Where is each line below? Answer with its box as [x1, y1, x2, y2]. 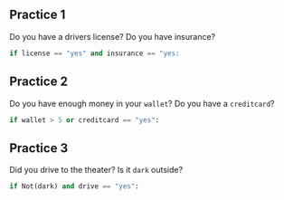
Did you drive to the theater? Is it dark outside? [9, 165, 184, 176]
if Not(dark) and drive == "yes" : [9, 182, 140, 191]
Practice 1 [9, 7, 66, 23]
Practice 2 [9, 74, 68, 90]
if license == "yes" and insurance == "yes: [9, 49, 180, 58]
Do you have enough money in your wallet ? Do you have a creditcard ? [9, 98, 275, 109]
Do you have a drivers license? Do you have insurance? [9, 31, 215, 42]
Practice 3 [9, 140, 69, 156]
